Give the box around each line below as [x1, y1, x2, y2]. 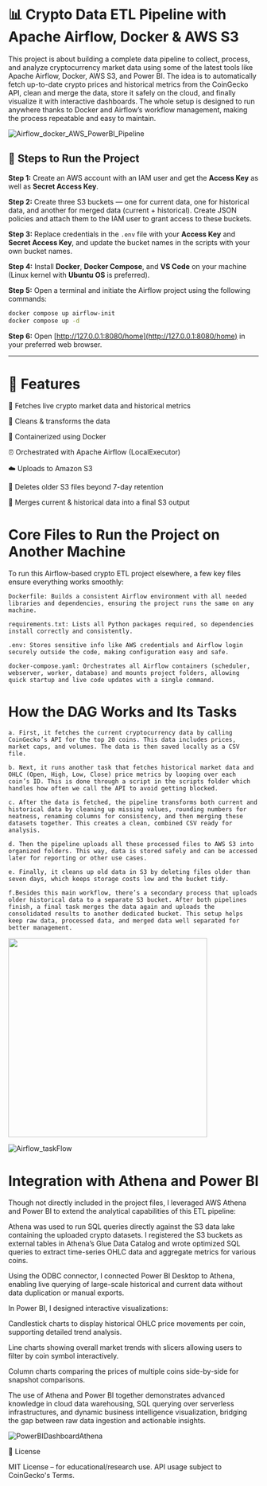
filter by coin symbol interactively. [8, 1351, 119, 1361]
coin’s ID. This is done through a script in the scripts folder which [8, 778, 250, 786]
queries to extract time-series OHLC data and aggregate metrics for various [8, 1247, 257, 1257]
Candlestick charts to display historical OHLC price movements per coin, [8, 1319, 246, 1328]
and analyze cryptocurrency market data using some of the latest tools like [8, 62, 253, 72]
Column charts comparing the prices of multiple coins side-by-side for [8, 1367, 239, 1376]
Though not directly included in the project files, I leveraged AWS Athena [8, 1198, 246, 1207]
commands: [8, 294, 48, 303]
